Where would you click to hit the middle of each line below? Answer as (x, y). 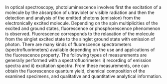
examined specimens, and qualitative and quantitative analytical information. (84, 76)
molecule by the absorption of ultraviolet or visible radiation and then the (80, 12)
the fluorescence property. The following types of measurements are (76, 55)
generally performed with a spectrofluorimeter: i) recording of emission (78, 60)
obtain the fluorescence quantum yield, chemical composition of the (75, 71)
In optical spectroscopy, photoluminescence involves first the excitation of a (83, 7)
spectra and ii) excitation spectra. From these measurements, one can (77, 65)
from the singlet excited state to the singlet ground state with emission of (80, 39)
